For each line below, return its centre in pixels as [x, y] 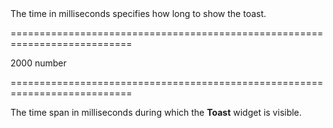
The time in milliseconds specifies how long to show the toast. [138, 13]
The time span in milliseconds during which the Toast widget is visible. [156, 112]
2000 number [38, 63]
